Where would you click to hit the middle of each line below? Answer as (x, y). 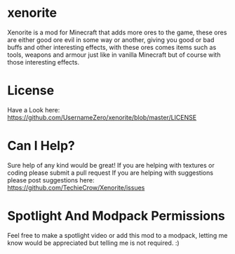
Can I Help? (41, 146)
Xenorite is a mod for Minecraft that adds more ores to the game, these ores (117, 32)
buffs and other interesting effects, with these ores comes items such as (112, 47)
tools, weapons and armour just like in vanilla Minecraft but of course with (114, 55)
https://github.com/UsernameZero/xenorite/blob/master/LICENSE (102, 117)
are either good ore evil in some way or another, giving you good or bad (111, 39)
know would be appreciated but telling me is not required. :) (94, 243)
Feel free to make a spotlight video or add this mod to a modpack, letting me (117, 235)
